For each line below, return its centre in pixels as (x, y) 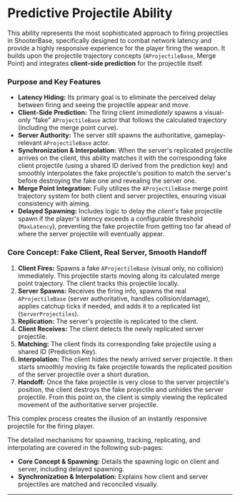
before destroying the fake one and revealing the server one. (107, 181)
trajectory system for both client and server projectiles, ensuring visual (122, 196)
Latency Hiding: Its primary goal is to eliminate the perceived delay (117, 97)
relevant (30, 143)
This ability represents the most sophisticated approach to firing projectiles (118, 33)
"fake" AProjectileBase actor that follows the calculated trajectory (129, 120)
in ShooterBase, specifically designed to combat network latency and (110, 40)
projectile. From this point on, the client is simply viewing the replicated (122, 397)
